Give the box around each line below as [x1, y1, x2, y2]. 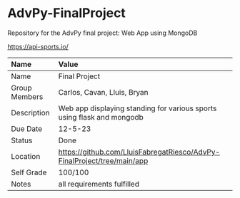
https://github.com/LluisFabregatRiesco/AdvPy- [58, 147, 220, 157]
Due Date [11, 123, 43, 133]
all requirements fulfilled [58, 179, 139, 189]
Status [11, 135, 33, 145]
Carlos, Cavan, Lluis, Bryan [58, 87, 149, 97]
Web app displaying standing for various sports [58, 103, 217, 113]
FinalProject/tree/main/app [58, 155, 149, 165]
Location [11, 151, 41, 161]
